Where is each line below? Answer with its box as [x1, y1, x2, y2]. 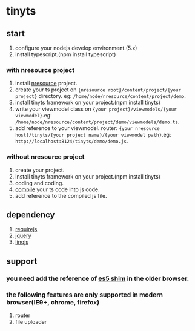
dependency [6, 209, 56, 220]
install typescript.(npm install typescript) [15, 51, 116, 58]
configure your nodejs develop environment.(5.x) [15, 44, 137, 51]
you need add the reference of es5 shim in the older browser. [6, 274, 190, 283]
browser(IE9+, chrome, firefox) [6, 298, 100, 306]
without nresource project [6, 152, 85, 161]
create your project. [15, 166, 65, 174]
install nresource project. [15, 80, 78, 87]
